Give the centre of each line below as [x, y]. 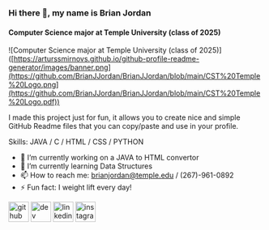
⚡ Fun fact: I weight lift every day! [76, 187]
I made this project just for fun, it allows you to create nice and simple [124, 117]
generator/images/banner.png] [60, 67]
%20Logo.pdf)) [34, 102]
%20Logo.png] [34, 85]
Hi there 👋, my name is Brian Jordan [80, 13]
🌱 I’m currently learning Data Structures [86, 166]
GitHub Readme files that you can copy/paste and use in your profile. [124, 126]
